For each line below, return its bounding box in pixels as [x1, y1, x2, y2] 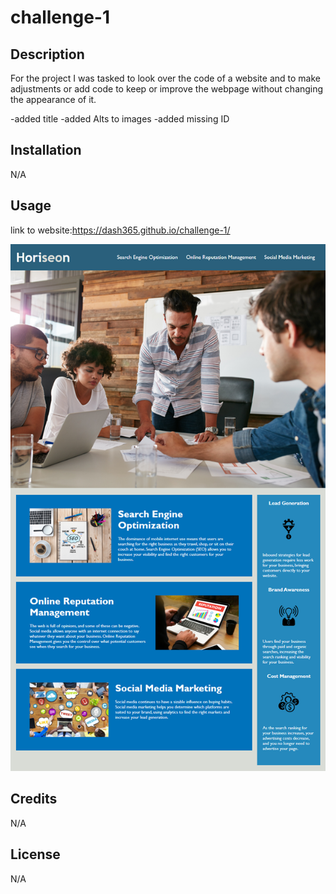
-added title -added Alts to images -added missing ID [10, 113, 230, 125]
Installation [10, 142, 82, 159]
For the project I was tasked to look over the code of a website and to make [10, 72, 321, 84]
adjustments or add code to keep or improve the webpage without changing [10, 83, 324, 95]
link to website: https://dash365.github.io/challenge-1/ [10, 224, 231, 236]
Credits [10, 791, 58, 808]
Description [10, 46, 85, 63]
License [10, 846, 61, 863]
